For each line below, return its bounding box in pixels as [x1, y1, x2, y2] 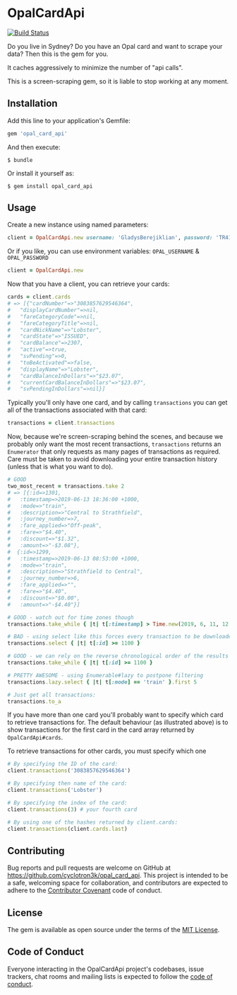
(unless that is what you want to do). [7, 462, 114, 471]
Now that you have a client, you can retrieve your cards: [7, 280, 170, 288]
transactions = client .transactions [7, 420, 115, 427]
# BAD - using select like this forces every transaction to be [7, 633, 200, 640]
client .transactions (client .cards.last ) [7, 825, 128, 832]
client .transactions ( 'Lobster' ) [7, 787, 102, 794]
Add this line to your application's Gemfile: [7, 116, 130, 125]
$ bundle [7, 156, 33, 163]
